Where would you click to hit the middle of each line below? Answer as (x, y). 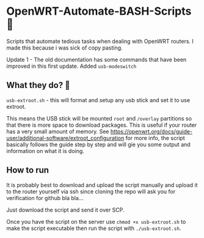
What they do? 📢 (38, 85)
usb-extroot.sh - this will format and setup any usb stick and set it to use (98, 100)
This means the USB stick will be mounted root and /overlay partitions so (99, 118)
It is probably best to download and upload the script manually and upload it (102, 185)
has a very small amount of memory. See (58, 131)
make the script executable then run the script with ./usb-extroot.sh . (94, 228)
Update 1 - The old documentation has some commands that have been (97, 59)
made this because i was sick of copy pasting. (65, 48)
